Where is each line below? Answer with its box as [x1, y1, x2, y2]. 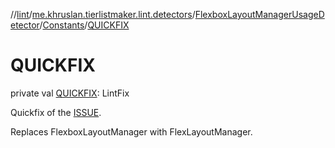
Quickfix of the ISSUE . [10, 106, 102, 118]
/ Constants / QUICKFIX [39, 19, 130, 31]
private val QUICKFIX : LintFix [10, 87, 130, 99]
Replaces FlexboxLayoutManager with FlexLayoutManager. [10, 125, 253, 138]
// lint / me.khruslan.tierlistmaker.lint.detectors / [10, 9, 196, 20]
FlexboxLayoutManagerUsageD [194, 9, 325, 20]
